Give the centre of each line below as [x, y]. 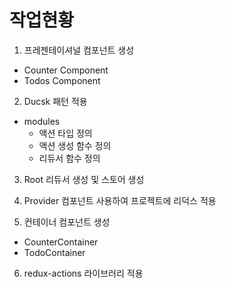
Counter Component [66, 70]
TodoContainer [54, 252]
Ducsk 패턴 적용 [55, 101]
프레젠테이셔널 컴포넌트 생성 [79, 50]
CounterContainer [61, 242]
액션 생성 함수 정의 [75, 145]
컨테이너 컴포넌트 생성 [67, 222]
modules [42, 121]
